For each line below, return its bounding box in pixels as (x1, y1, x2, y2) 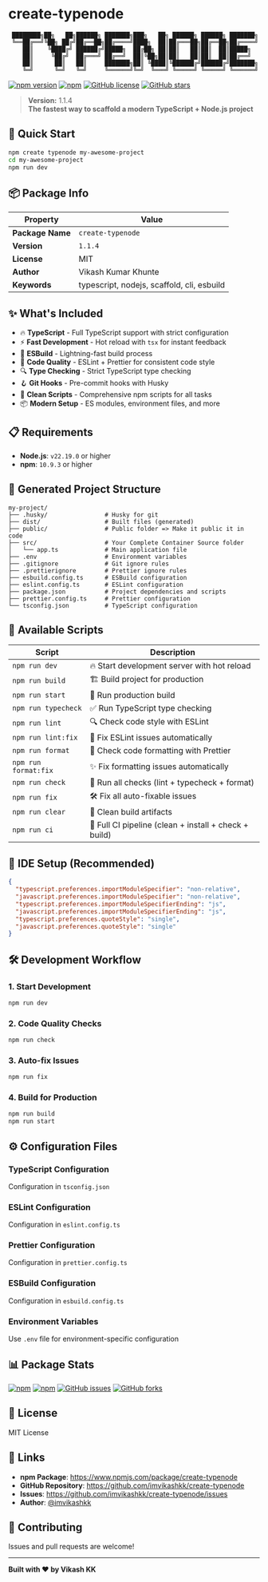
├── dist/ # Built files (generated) (8, 517, 195, 525)
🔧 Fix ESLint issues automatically (89, 732, 213, 743)
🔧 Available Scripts (8, 624, 104, 637)
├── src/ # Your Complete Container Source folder (8, 538, 245, 547)
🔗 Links (8, 1451, 45, 1465)
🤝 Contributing (8, 1521, 83, 1534)
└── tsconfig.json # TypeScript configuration (8, 601, 198, 609)
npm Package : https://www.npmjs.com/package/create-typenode (19, 1472, 238, 1481)
